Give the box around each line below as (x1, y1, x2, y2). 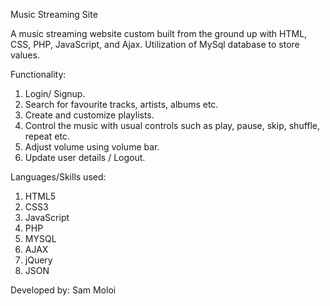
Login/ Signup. (24, 88, 86, 99)
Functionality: (10, 69, 67, 80)
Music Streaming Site (10, 9, 98, 20)
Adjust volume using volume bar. (24, 141, 160, 153)
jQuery (24, 254, 53, 266)
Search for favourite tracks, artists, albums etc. (24, 99, 219, 110)
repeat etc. (24, 130, 70, 142)
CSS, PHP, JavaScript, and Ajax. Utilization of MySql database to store (10, 39, 300, 50)
